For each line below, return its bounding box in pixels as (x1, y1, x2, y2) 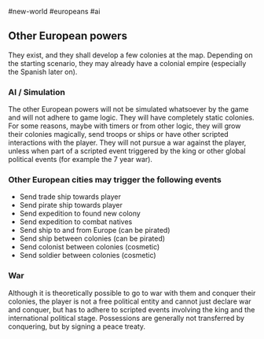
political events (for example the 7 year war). (8, 155, 153, 164)
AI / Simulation (8, 87, 65, 98)
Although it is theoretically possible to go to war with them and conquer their (8, 288, 256, 297)
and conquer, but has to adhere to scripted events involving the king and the (8, 304, 255, 314)
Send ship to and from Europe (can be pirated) (19, 226, 170, 235)
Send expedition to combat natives (19, 217, 133, 227)
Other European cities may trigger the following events (8, 175, 222, 186)
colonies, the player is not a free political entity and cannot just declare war (8, 297, 251, 306)
